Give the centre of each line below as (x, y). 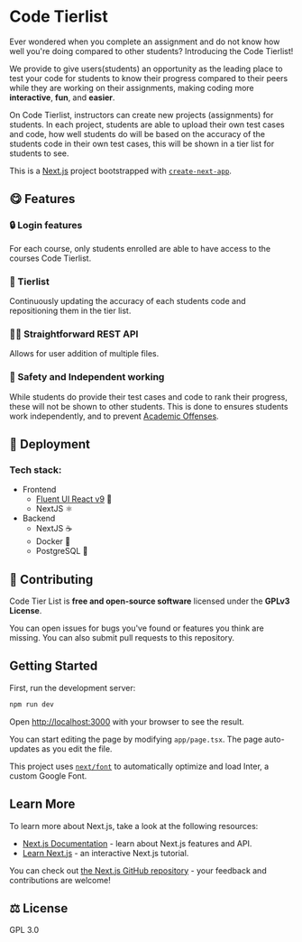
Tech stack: (36, 469)
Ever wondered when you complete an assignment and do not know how (145, 42)
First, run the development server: (73, 688)
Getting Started (54, 666)
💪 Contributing (51, 579)
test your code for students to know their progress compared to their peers (149, 78)
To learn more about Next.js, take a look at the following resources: (134, 826)
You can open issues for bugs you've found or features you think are (137, 628)
